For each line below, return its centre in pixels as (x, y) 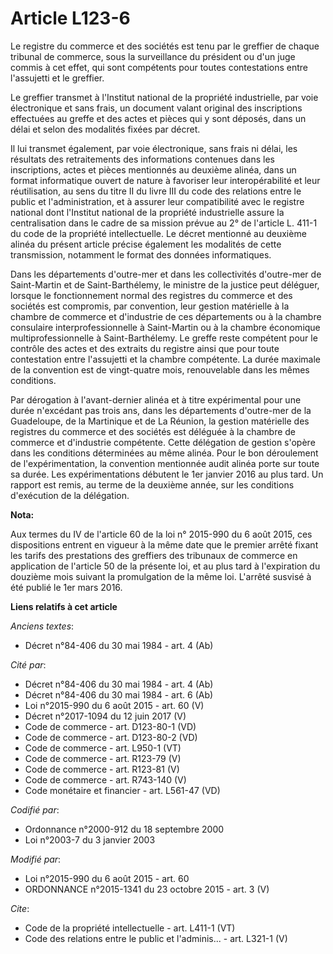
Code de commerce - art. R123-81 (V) (102, 769)
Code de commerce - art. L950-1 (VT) (103, 748)
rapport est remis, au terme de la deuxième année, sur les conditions (152, 484)
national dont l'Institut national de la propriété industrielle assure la (147, 212)
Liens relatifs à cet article (64, 606)
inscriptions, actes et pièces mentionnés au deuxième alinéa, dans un (153, 169)
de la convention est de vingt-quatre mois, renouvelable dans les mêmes (160, 369)
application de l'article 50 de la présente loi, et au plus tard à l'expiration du (165, 566)
